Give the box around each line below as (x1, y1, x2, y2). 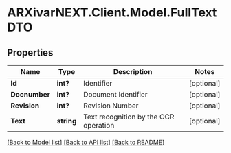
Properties (7, 47, 54, 58)
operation (83, 121, 115, 130)
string (56, 117, 77, 126)
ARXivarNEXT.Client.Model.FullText (7, 5, 217, 21)
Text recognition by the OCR (83, 112, 175, 121)
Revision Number (83, 101, 139, 110)
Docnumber (10, 90, 50, 99)
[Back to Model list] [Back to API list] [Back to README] (7, 139, 165, 146)
